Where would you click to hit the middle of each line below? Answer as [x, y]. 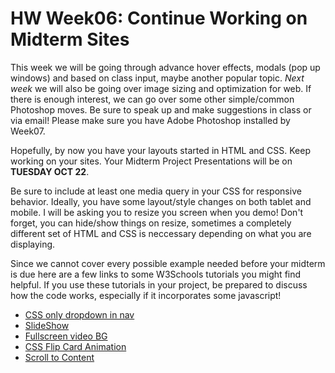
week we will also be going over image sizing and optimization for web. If [161, 88]
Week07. [28, 131]
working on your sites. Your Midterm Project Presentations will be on [151, 161]
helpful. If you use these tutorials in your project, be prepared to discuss [159, 284]
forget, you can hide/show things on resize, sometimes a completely [151, 223]
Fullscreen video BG [66, 336]
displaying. [33, 244]
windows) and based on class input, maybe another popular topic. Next [157, 78]
